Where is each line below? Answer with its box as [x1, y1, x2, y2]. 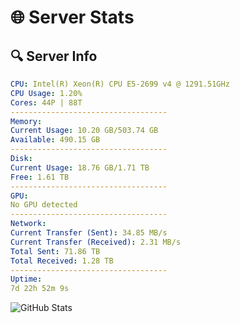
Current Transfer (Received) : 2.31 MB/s [10, 237, 182, 247]
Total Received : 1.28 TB [10, 256, 114, 266]
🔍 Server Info [10, 47, 98, 65]
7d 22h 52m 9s [10, 284, 70, 294]
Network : [10, 219, 47, 229]
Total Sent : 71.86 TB [10, 246, 101, 256]
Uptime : [10, 274, 43, 285]
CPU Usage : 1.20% [10, 88, 83, 98]
